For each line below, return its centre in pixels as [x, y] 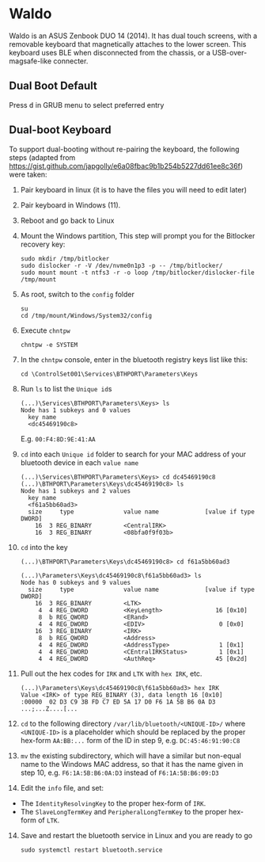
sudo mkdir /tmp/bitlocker [65, 258]
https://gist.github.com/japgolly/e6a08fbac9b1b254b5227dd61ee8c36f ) [126, 166]
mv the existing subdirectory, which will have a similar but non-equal [131, 755]
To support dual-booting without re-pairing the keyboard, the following [124, 149]
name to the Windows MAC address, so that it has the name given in [132, 764]
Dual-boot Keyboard [60, 130]
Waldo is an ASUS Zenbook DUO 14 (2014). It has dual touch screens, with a [133, 36]
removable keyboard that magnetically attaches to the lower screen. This [128, 44]
